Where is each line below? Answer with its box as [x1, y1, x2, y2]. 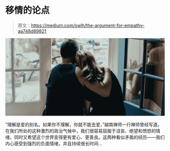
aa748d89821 [17, 28, 47, 34]
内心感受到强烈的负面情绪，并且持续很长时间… [5, 140, 103, 146]
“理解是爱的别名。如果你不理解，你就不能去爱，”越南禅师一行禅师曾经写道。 [5, 121, 162, 127]
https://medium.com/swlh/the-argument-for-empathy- [31, 22, 145, 28]
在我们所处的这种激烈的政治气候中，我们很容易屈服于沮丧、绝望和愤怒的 [5, 128, 156, 134]
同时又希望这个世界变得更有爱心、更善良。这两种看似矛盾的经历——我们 [14, 134, 165, 140]
